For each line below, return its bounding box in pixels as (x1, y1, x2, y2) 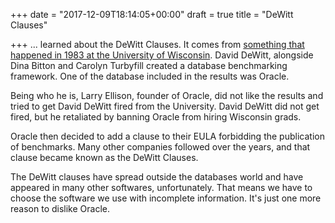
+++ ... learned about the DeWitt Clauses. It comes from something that (10, 39, 305, 50)
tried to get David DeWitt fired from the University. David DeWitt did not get (10, 100, 320, 112)
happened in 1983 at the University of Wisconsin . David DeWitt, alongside (10, 49, 314, 61)
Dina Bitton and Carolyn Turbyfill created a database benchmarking (10, 60, 288, 71)
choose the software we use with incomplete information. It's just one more (10, 192, 322, 204)
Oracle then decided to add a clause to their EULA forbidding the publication (10, 130, 325, 142)
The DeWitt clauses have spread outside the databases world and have (10, 171, 304, 183)
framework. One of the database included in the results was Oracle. (10, 70, 290, 82)
